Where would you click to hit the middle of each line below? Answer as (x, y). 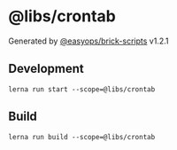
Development (46, 69)
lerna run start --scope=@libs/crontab (82, 89)
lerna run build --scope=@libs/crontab (82, 137)
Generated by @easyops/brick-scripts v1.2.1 (88, 41)
